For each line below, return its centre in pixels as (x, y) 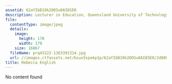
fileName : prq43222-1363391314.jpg (48, 53)
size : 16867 (27, 48)
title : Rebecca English (31, 62)
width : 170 (30, 44)
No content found (24, 77)
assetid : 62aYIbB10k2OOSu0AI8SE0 (41, 10)
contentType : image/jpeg (36, 24)
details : (19, 29)
